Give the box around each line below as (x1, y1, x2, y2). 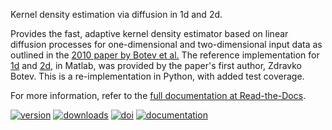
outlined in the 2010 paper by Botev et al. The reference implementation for (10, 49, 320, 61)
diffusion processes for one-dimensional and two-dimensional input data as (10, 39, 323, 50)
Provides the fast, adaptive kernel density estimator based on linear (10, 28, 289, 39)
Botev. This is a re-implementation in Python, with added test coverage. (10, 70, 305, 82)
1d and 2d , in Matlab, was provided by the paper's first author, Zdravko (10, 60, 303, 71)
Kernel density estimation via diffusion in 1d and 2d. (10, 9, 223, 20)
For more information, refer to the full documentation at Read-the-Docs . (10, 90, 307, 101)
